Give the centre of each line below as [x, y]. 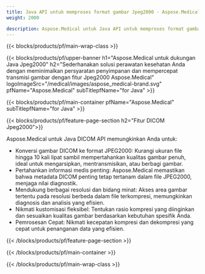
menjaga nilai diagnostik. [46, 183]
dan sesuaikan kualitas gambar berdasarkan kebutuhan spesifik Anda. [103, 216]
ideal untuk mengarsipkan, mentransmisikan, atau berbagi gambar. [99, 164]
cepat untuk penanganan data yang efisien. [70, 229]
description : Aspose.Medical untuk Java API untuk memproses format [95, 29]
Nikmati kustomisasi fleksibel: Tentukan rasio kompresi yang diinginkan [105, 209]
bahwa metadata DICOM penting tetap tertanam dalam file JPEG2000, [103, 177]
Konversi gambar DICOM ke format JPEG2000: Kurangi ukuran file [99, 151]
